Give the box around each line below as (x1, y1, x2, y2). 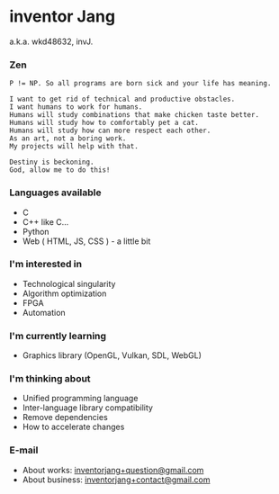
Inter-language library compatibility (22, 402, 153, 413)
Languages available (9, 186, 102, 199)
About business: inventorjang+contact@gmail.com (22, 474, 211, 485)
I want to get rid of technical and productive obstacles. (9, 94, 236, 104)
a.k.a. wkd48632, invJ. (9, 36, 94, 47)
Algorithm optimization (22, 288, 107, 299)
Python (22, 226, 49, 237)
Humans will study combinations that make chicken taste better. (9, 111, 259, 120)
